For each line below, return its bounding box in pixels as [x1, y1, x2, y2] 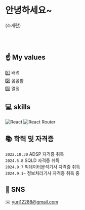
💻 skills [5, 103, 31, 111]
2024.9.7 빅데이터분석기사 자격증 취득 [5, 164, 80, 170]
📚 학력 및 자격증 [5, 135, 54, 143]
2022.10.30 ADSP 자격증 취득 [5, 151, 64, 157]
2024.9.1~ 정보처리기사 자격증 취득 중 [5, 170, 80, 176]
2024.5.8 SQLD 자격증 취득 [5, 157, 60, 163]
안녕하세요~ [5, 5, 52, 16]
